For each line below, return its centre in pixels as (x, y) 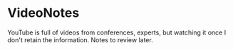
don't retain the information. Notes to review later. (80, 39)
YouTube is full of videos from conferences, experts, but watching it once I (117, 32)
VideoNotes (43, 13)
